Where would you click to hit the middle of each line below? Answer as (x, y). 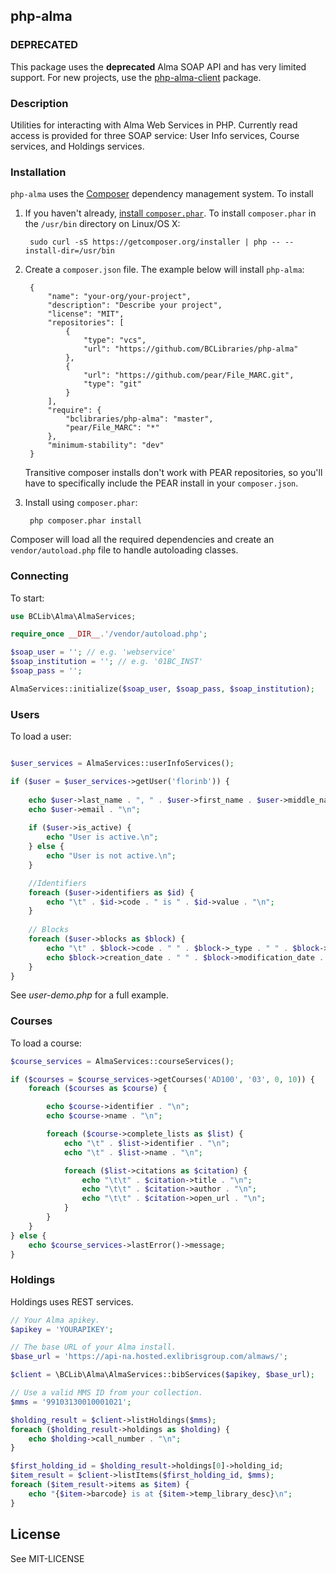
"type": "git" (112, 384)
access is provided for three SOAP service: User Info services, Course (155, 135)
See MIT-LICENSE (47, 1558)
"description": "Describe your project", (135, 305)
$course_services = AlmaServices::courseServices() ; (122, 1061)
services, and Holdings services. (77, 146)
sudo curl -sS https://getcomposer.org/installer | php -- (155, 242)
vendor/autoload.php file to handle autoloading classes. (124, 550)
